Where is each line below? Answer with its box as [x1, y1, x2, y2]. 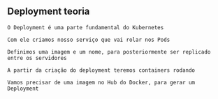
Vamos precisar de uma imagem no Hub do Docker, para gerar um [7, 79, 196, 86]
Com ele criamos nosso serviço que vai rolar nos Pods [7, 36, 170, 43]
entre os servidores [7, 54, 68, 61]
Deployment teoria [7, 6, 90, 17]
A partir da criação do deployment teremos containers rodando [7, 66, 196, 74]
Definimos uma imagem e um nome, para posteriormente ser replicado [7, 48, 211, 55]
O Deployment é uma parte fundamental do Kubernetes [7, 24, 164, 31]
